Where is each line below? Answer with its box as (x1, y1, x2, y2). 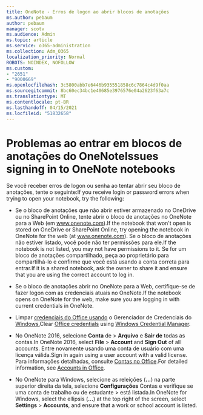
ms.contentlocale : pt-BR (6, 99, 69, 105)
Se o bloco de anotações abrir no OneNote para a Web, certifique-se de (15, 283, 196, 290)
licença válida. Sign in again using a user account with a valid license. (15, 351, 188, 359)
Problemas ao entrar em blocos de (6, 136, 182, 150)
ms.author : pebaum (6, 15, 53, 21)
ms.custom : (6, 65, 34, 71)
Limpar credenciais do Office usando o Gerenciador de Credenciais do (15, 314, 192, 321)
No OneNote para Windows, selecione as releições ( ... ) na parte (15, 376, 176, 383)
